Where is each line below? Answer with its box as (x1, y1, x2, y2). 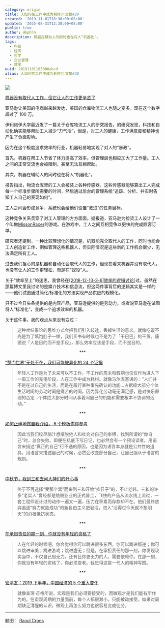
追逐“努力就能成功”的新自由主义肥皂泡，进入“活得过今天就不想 (21, 504, 148, 510)
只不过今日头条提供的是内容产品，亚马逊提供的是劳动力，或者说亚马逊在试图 (5, 300, 160, 306)
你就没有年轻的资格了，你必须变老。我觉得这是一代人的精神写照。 (17, 560, 151, 565)
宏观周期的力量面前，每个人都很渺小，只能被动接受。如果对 (34, 596, 155, 602)
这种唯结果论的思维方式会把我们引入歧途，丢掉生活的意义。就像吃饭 (17, 327, 155, 333)
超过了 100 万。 (5, 111, 37, 117)
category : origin (5, 7, 41, 12)
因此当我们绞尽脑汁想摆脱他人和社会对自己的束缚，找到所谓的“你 (17, 431, 148, 437)
